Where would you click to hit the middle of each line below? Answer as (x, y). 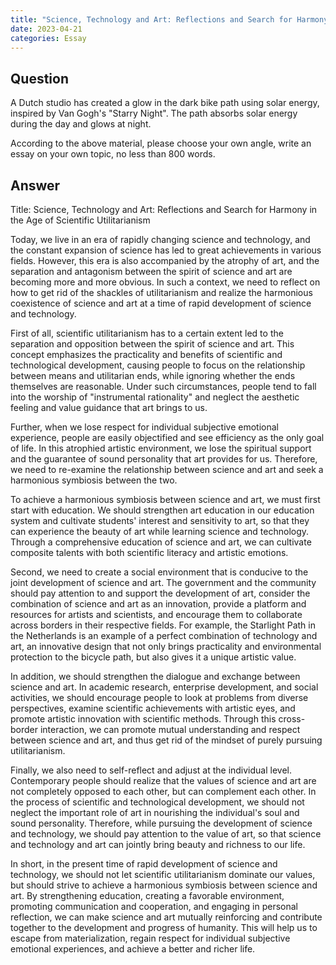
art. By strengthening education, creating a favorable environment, (147, 895)
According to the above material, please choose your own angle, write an (161, 143)
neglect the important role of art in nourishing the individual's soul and (155, 812)
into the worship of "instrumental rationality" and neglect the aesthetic (155, 397)
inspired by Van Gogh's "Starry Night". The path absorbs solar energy (154, 113)
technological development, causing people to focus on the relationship (158, 365)
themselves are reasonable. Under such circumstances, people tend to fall (163, 386)
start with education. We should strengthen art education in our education (162, 510)
